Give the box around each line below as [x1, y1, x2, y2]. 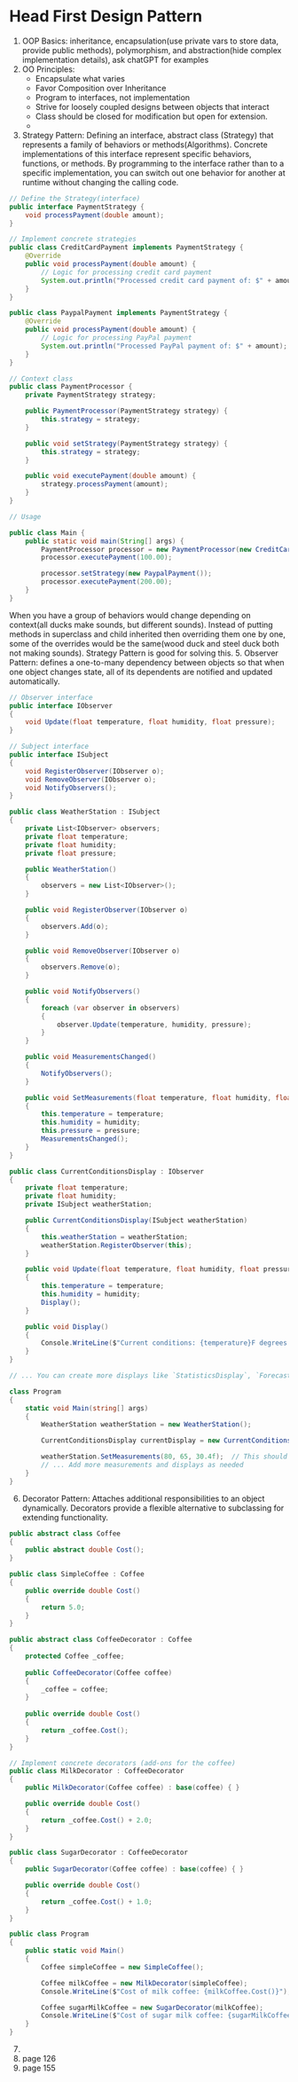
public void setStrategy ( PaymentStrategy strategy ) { [25, 439, 228, 448]
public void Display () [25, 1322, 109, 1332]
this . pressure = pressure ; [41, 1127, 141, 1135]
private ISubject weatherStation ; [25, 1200, 153, 1209]
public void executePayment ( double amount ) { [25, 472, 197, 481]
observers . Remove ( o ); [41, 962, 122, 972]
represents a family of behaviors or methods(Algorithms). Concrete [21, 139, 268, 150]
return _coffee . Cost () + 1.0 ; [41, 1897, 153, 1906]
